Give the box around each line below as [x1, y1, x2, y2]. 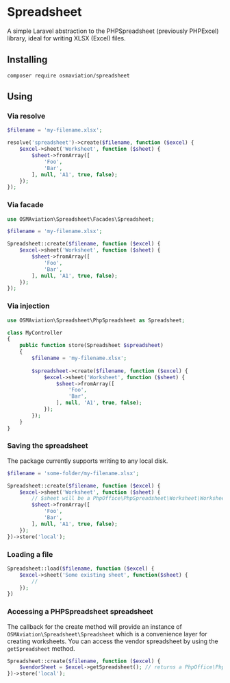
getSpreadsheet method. [7, 644, 75, 652]
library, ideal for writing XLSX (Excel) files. [7, 34, 126, 42]
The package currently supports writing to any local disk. [7, 457, 168, 465]
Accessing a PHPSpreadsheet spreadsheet [7, 607, 153, 616]
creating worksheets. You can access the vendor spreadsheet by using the [7, 637, 218, 645]
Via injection [7, 301, 50, 311]
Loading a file [7, 549, 53, 559]
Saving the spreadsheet [7, 441, 88, 451]
